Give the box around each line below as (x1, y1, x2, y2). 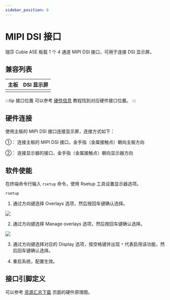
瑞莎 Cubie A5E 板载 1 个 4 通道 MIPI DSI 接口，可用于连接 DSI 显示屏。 (5, 49, 154, 55)
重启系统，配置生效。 (12, 258, 58, 264)
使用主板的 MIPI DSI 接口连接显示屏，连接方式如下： (5, 128, 115, 135)
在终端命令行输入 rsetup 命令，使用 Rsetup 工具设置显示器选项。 (5, 181, 141, 187)
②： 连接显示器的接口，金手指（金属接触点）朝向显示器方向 (5, 150, 133, 156)
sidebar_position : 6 (5, 7, 49, 13)
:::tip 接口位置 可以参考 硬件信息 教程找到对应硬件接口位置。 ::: (5, 98, 136, 104)
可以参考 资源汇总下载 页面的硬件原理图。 (5, 289, 93, 295)
